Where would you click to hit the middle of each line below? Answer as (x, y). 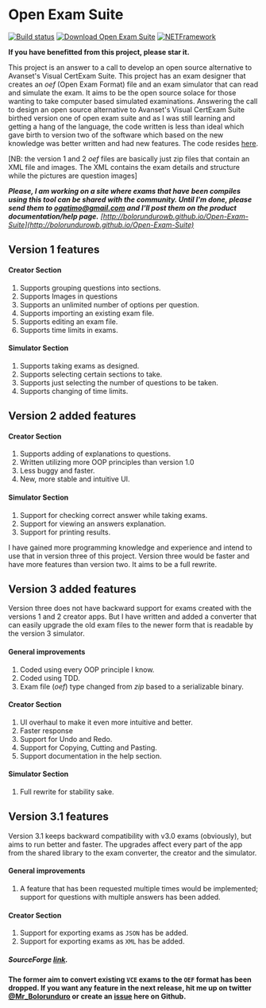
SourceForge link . (38, 960)
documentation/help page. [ (56, 216)
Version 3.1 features (58, 817)
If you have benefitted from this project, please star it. (99, 52)
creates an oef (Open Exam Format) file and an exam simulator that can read (133, 84)
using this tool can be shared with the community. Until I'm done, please (130, 199)
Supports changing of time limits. (74, 391)
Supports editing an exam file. (69, 321)
